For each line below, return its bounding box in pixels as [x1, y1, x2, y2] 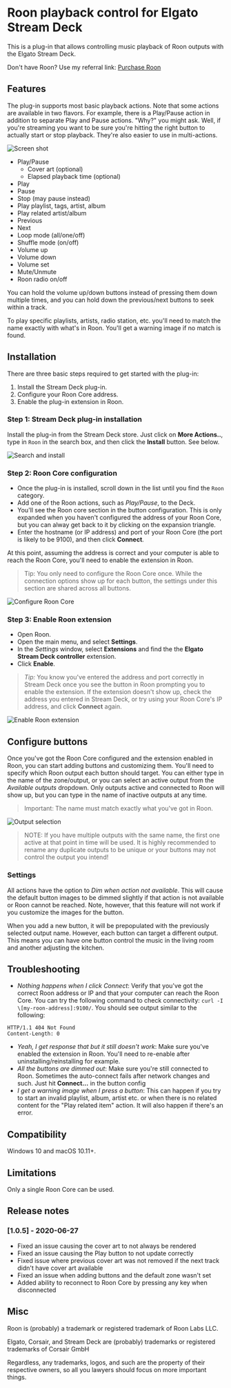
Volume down [17, 253, 57, 261]
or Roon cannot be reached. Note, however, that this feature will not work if [7, 900, 221, 909]
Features [7, 83, 46, 95]
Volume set [17, 260, 50, 269]
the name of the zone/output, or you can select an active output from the [7, 776, 214, 784]
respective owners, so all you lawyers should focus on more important [7, 1365, 207, 1373]
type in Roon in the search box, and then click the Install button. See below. [7, 437, 220, 446]
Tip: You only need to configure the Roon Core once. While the [23, 570, 203, 578]
